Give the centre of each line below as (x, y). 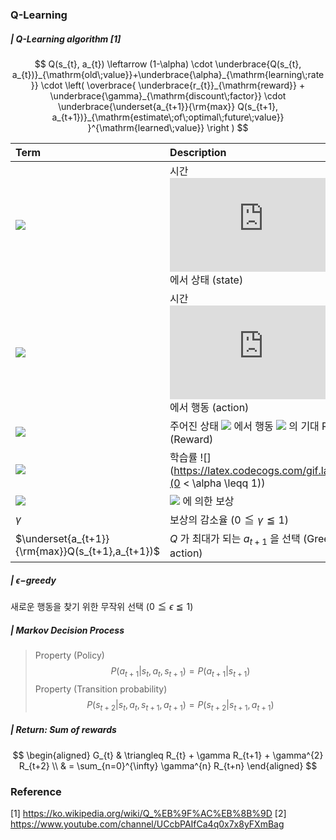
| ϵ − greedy (33, 580)
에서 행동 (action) (209, 407)
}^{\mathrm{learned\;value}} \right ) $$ (168, 127)
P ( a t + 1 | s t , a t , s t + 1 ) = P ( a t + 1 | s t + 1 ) (180, 672)
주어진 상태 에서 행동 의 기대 (244, 426)
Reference (36, 791)
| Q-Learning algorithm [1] (66, 39)
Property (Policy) (69, 655)
